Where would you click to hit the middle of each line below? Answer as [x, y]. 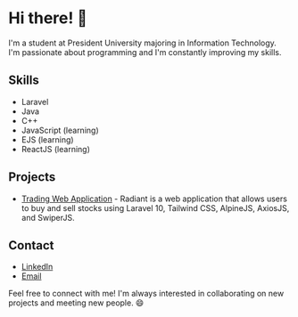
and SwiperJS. [48, 217]
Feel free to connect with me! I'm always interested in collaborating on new [146, 294]
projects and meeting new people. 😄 [76, 303]
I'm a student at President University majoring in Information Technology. [143, 43]
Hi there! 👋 [48, 18]
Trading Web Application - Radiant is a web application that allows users [154, 199]
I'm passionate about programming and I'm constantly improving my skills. [145, 52]
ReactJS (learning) [56, 149]
